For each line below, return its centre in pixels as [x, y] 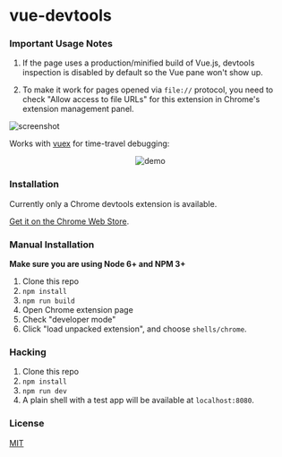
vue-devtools [60, 16]
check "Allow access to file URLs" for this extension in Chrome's [141, 99]
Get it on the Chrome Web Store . [69, 221]
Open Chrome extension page [78, 310]
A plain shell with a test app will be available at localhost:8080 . [138, 401]
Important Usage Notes [61, 44]
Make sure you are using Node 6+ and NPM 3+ [98, 264]
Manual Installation [52, 245]
